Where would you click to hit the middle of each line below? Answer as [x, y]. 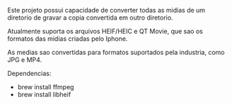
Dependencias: [29, 73]
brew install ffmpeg [46, 87]
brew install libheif [44, 95]
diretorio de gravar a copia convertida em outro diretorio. [90, 18]
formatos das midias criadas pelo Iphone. [68, 39]
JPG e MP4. [25, 60]
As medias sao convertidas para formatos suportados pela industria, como [116, 52]
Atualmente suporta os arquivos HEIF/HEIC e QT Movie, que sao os [105, 31]
